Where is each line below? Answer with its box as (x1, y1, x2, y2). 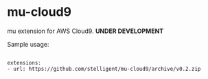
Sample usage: (7, 40, 49, 48)
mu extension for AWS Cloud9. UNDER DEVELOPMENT (7, 27, 164, 35)
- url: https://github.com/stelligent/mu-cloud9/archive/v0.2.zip (7, 65, 201, 72)
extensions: (7, 59, 41, 66)
